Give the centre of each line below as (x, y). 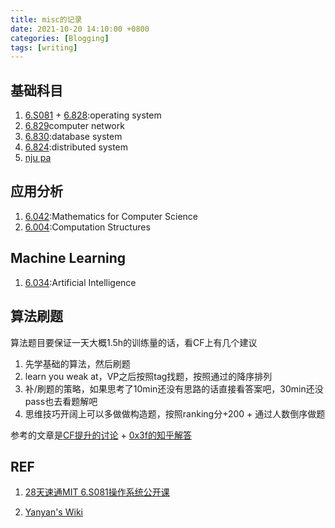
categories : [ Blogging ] (60, 38)
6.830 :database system (73, 137)
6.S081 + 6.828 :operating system (93, 115)
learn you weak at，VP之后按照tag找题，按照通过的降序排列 (148, 376)
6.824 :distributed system (76, 147)
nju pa (38, 158)
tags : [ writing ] (44, 47)
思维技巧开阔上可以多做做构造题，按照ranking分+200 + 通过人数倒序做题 (175, 413)
